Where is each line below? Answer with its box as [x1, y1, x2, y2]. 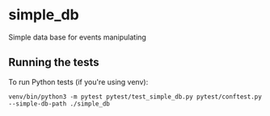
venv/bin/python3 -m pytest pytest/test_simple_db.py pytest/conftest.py [8, 93, 263, 101]
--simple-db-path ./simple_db [8, 99, 111, 108]
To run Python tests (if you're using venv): [8, 77, 149, 86]
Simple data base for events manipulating [8, 32, 147, 42]
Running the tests [8, 56, 99, 69]
